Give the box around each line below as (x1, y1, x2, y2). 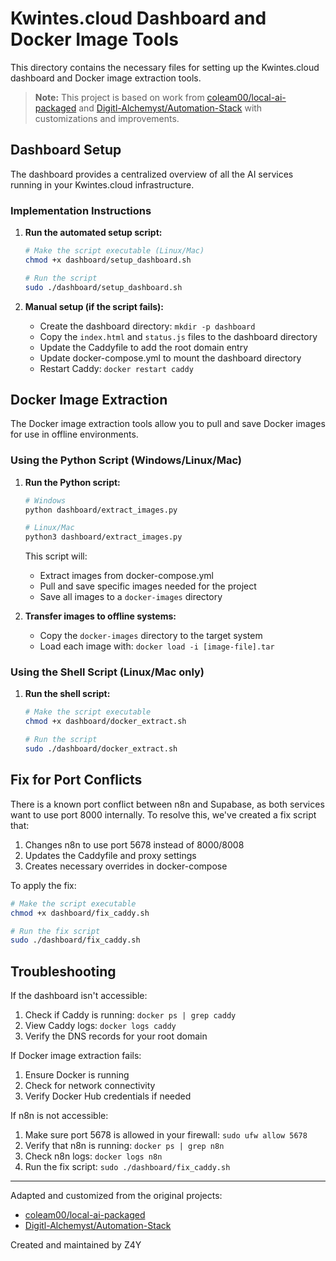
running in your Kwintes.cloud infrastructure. (10, 178, 195, 191)
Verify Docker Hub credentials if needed (24, 1090, 192, 1102)
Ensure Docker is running (24, 1069, 130, 1081)
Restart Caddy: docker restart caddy (39, 362, 194, 374)
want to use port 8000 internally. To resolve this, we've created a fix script (10, 808, 317, 821)
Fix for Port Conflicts (10, 772, 143, 789)
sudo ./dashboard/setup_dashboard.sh (24, 282, 183, 292)
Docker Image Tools (10, 28, 179, 51)
